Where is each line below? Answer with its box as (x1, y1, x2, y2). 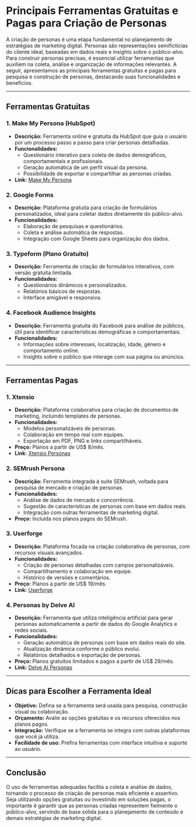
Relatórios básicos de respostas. (23, 288, 102, 295)
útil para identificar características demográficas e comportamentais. (14, 328, 181, 335)
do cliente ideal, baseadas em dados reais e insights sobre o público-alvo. (6, 48, 185, 55)
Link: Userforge (14, 586, 53, 593)
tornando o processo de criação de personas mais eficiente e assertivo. (6, 790, 179, 797)
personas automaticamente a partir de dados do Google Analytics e (14, 621, 177, 628)
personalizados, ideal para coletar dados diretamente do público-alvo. (14, 210, 184, 217)
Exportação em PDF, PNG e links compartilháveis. (23, 437, 143, 444)
